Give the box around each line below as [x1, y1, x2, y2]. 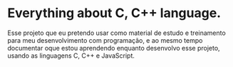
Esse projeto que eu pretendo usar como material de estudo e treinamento [7, 29, 226, 37]
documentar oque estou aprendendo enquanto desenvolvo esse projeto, [7, 43, 220, 52]
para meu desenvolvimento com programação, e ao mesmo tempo [7, 36, 203, 44]
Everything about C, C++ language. [7, 5, 222, 21]
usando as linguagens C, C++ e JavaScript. [7, 51, 135, 60]
